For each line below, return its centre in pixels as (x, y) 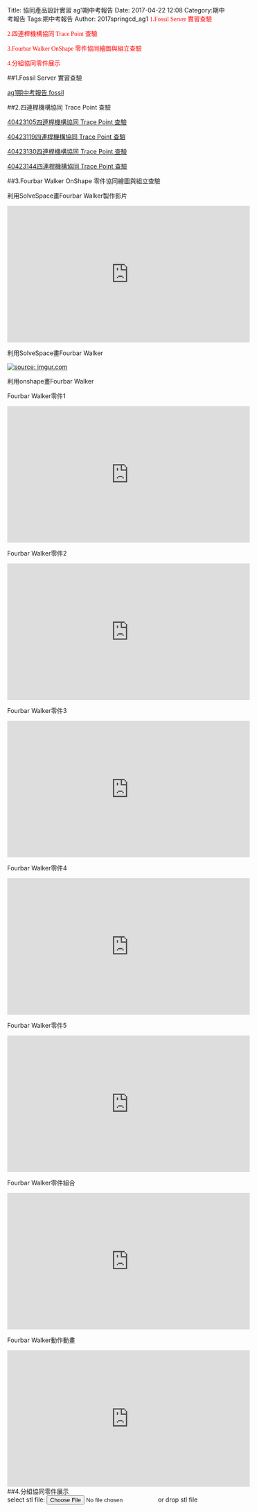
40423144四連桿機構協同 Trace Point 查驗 (67, 166)
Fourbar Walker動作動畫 (41, 1340)
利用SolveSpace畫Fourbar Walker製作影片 (68, 196)
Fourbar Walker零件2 (37, 553)
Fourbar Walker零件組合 (41, 1183)
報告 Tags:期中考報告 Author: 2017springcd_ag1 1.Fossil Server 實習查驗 (113, 19)
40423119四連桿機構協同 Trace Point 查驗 (67, 137)
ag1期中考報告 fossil (36, 93)
